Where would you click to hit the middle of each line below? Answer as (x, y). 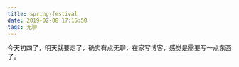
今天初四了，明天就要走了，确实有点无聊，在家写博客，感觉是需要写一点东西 (119, 48)
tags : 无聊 (22, 27)
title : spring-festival (43, 14)
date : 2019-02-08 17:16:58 (47, 20)
